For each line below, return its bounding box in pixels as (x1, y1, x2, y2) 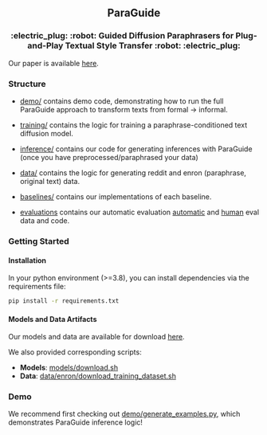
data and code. (19, 215, 70, 225)
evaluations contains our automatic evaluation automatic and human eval (19, 207, 260, 217)
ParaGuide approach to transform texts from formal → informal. (19, 104, 229, 114)
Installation (8, 255, 46, 265)
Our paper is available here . (8, 58, 100, 68)
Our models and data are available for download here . (8, 332, 185, 342)
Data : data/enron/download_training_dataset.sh (19, 371, 177, 381)
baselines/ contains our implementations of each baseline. (19, 191, 212, 202)
